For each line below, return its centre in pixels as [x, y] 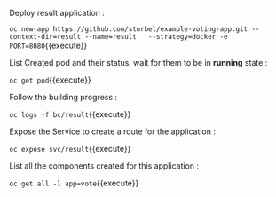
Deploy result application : [57, 13]
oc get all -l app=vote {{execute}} [74, 183]
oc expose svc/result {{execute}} [70, 149]
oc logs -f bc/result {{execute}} [70, 114]
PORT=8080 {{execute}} [48, 45]
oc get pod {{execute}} [50, 80]
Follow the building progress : [63, 97]
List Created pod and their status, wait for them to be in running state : [138, 63]
